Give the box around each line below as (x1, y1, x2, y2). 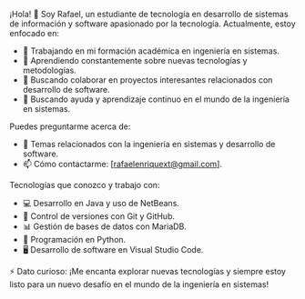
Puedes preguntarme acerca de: (9, 121, 131, 132)
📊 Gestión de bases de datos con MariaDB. (22, 221, 187, 232)
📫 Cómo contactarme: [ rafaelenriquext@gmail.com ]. (22, 159, 223, 169)
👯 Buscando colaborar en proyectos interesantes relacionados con (22, 75, 273, 85)
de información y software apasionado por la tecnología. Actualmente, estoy (9, 18, 296, 29)
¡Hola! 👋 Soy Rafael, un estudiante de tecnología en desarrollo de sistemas (9, 9, 289, 19)
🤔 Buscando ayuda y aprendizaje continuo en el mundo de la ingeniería (22, 94, 290, 105)
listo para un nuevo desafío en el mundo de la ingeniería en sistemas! (9, 279, 269, 290)
